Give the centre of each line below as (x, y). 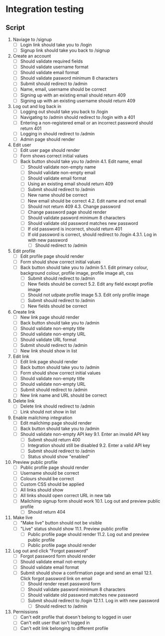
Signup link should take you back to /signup (65, 50)
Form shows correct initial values (54, 156)
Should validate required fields (52, 61)
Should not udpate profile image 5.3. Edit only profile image (88, 295)
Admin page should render (47, 139)
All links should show (42, 490)
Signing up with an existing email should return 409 (73, 95)
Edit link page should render (49, 361)
